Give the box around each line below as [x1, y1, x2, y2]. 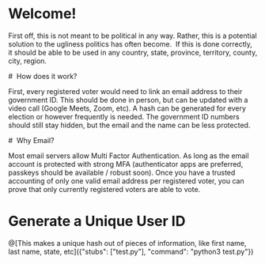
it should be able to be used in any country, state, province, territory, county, [8, 47, 258, 57]
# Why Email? [8, 135, 55, 145]
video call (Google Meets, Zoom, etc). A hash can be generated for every [8, 104, 247, 113]
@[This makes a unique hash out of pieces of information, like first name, [8, 238, 247, 247]
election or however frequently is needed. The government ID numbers [8, 111, 240, 121]
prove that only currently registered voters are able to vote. [8, 184, 201, 194]
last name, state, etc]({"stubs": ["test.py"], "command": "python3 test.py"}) [8, 247, 254, 256]
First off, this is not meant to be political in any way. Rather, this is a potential [8, 31, 257, 40]
